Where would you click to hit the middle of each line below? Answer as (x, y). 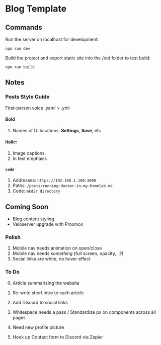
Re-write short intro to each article (48, 293)
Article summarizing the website (46, 283)
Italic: (11, 142)
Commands (24, 27)
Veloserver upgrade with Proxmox (48, 224)
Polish (13, 237)
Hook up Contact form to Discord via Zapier (58, 337)
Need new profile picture (38, 327)
